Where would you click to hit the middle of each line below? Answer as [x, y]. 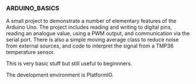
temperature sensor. [30, 52]
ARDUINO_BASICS [33, 8]
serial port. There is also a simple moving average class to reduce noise [92, 40]
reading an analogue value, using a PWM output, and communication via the [98, 33]
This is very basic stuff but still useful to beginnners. [69, 63]
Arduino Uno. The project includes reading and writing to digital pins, [89, 27]
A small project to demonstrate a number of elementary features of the [91, 21]
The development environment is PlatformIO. [60, 75]
